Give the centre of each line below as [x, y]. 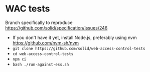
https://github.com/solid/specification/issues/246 [56, 27]
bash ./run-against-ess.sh [41, 64]
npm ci [19, 59]
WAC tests [28, 9]
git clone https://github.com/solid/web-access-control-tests [79, 48]
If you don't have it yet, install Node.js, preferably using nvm [74, 37]
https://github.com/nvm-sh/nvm [46, 42]
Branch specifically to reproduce [39, 22]
